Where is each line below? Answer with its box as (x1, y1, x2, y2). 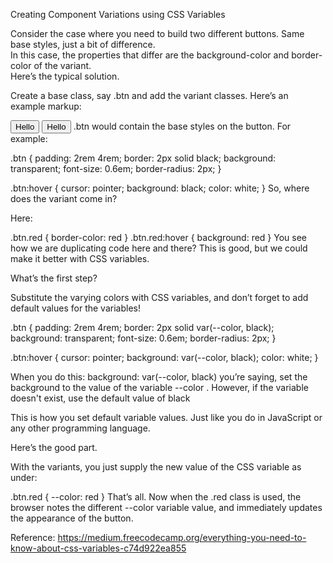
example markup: (10, 100, 82, 112)
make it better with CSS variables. (10, 253, 150, 264)
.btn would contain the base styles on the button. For (73, 120, 292, 132)
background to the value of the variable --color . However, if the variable (10, 382, 309, 393)
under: (10, 472, 38, 483)
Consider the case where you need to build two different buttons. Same (10, 28, 305, 39)
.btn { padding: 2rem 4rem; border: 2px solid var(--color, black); (10, 322, 275, 333)
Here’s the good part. (10, 442, 98, 453)
